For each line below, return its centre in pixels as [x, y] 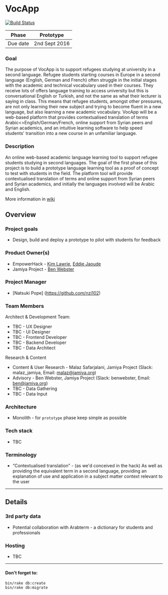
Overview [21, 214]
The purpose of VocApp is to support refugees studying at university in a [80, 69]
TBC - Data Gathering [35, 388]
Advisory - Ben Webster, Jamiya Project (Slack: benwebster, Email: [81, 378]
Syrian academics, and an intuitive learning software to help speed [74, 128]
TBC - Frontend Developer [40, 337]
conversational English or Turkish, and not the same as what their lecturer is [83, 96]
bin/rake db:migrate [27, 588]
